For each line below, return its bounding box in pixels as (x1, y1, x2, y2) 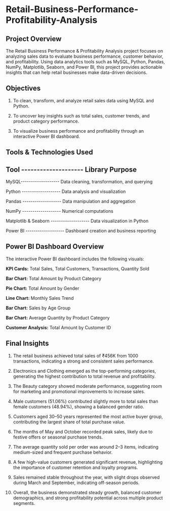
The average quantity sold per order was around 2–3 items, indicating (13, 444, 159, 450)
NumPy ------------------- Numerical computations (6, 208, 113, 214)
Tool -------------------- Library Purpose (6, 165, 137, 174)
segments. (13, 500, 35, 506)
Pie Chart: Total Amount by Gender (6, 285, 79, 291)
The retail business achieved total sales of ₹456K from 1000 (13, 352, 139, 359)
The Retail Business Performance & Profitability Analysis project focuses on (6, 48, 163, 54)
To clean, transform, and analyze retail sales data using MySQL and (13, 97, 154, 103)
